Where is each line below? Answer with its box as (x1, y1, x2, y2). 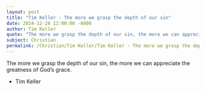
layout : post (6, 9, 40, 15)
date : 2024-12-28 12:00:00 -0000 (6, 20, 92, 26)
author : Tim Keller (6, 26, 56, 32)
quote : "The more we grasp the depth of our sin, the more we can (6, 32, 180, 38)
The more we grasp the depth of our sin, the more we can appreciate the (6, 59, 190, 67)
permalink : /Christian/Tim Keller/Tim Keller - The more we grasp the (6, 43, 191, 49)
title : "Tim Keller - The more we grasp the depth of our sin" (6, 15, 172, 21)
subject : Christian (6, 37, 56, 43)
